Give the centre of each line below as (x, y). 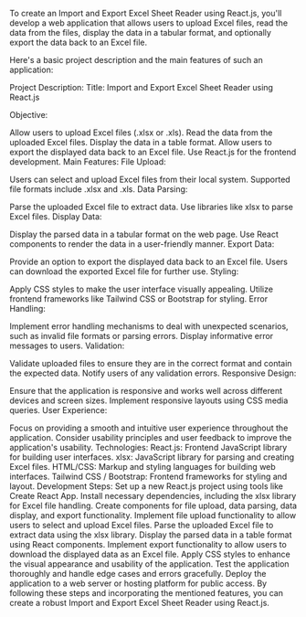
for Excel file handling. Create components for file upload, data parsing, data (153, 505)
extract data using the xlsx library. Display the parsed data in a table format (151, 535)
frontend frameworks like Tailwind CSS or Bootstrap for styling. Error (138, 299)
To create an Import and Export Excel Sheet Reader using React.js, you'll (146, 13)
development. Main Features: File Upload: (88, 162)
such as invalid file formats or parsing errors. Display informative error (142, 336)
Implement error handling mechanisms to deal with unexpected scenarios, (149, 326)
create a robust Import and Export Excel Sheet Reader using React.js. (139, 603)
